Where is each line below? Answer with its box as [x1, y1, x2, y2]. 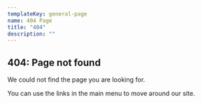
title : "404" [7, 23, 46, 31]
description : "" [7, 30, 55, 38]
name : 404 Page [7, 17, 53, 24]
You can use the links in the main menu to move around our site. [7, 90, 196, 98]
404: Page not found [7, 56, 101, 68]
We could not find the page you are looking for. [7, 75, 146, 84]
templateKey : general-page [7, 10, 87, 18]
